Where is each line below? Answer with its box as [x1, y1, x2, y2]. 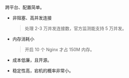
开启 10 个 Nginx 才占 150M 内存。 [24, 47, 95, 52]
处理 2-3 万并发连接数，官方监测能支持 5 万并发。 [24, 25, 127, 31]
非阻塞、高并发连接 [12, 15, 52, 21]
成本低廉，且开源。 [12, 57, 52, 63]
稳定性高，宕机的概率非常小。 [12, 68, 73, 74]
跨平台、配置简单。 [5, 4, 45, 10]
